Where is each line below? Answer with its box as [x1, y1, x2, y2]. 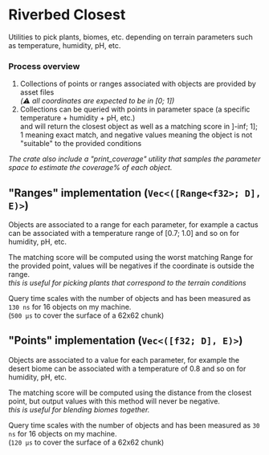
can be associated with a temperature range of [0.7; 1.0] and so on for [8, 229, 239, 238]
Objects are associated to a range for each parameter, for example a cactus [8, 220, 259, 230]
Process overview [8, 60, 80, 71]
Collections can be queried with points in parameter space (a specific [19, 104, 251, 114]
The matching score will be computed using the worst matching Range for [8, 253, 254, 262]
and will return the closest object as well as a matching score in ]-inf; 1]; [19, 122, 259, 132]
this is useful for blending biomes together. [8, 404, 150, 414]
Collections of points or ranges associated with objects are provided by [19, 79, 257, 89]
